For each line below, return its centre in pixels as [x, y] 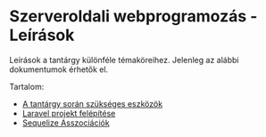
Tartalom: [27, 86]
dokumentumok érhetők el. [59, 69]
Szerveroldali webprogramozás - [133, 16]
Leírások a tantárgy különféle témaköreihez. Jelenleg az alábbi [124, 60]
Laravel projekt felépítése [69, 113]
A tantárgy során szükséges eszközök [92, 103]
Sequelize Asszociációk [66, 123]
